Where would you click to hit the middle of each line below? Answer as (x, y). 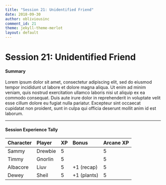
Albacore (18, 167)
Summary (15, 71)
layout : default (22, 33)
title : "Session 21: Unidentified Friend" (49, 10)
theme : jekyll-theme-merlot (34, 28)
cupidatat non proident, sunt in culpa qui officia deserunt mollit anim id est (81, 108)
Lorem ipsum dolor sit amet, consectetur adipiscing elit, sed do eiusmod (79, 82)
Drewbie (46, 151)
